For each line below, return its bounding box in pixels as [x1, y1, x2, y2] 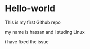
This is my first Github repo [5, 19, 61, 25]
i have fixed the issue [5, 38, 49, 45]
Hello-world [5, 3, 56, 14]
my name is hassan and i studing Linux [5, 29, 85, 35]
